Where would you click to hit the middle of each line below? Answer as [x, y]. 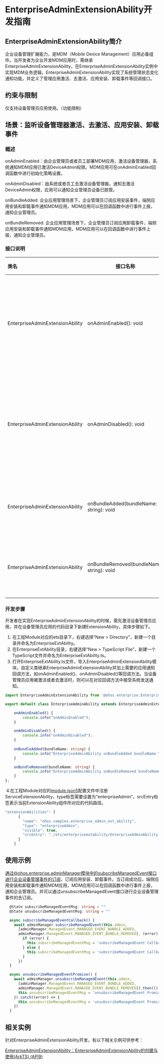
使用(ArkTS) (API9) [24, 1056]
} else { [31, 947]
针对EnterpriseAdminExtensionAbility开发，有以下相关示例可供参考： [74, 1040]
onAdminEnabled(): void [115, 323]
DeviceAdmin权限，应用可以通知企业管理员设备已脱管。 [61, 190]
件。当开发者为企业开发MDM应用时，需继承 [49, 60]
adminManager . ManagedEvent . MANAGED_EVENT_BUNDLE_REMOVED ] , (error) [88, 934]
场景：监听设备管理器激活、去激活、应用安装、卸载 [82, 125]
